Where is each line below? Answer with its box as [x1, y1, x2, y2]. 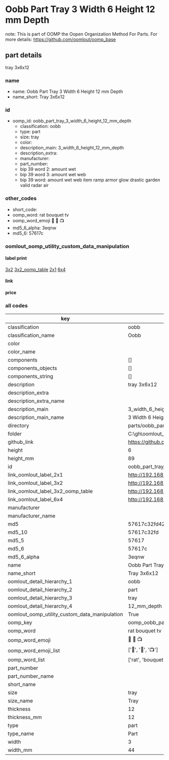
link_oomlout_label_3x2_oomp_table [8, 488, 93, 495]
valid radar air [20, 182, 49, 188]
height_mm [8, 455, 34, 462]
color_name [8, 348, 36, 356]
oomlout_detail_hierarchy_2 [8, 586, 72, 593]
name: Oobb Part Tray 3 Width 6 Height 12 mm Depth [12, 88, 123, 94]
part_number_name [8, 673, 54, 680]
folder [8, 430, 22, 437]
